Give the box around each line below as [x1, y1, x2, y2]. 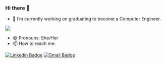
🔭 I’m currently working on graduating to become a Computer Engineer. [12, 16, 161, 22]
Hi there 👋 [5, 4, 30, 11]
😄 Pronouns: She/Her [12, 35, 59, 41]
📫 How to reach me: [12, 40, 56, 46]
